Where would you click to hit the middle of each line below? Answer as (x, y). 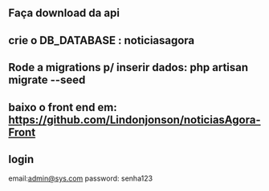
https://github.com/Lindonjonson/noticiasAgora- (134, 119)
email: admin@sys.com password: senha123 (81, 178)
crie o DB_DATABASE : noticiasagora (102, 40)
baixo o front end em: (63, 107)
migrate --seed (47, 80)
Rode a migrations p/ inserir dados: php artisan (128, 68)
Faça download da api (64, 13)
